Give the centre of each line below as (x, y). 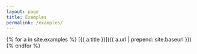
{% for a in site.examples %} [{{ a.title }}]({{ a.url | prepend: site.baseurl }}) (99, 40)
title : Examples (26, 17)
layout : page (23, 12)
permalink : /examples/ (35, 23)
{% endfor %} (23, 46)
